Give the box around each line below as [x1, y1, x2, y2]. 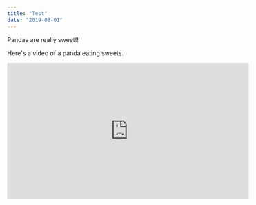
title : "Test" [7, 10, 48, 17]
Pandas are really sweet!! [7, 35, 79, 43]
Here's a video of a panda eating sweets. [7, 49, 124, 57]
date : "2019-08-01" [7, 17, 63, 23]
